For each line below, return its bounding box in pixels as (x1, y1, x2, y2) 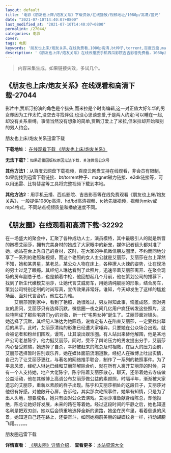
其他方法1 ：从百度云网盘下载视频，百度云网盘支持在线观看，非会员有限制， (5, 168, 164, 174)
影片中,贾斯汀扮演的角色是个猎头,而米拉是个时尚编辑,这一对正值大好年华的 (5, 105, 161, 111)
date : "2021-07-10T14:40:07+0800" (5, 17, 79, 22)
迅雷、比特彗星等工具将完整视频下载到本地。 (14, 181, 108, 187)
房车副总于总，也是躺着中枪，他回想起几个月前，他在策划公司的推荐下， (14, 274, 166, 280)
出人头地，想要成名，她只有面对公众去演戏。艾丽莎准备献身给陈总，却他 (5, 395, 157, 401)
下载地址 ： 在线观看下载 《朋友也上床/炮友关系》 (5, 146, 108, 152)
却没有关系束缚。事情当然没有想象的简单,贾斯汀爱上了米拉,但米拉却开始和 (5, 118, 160, 124)
